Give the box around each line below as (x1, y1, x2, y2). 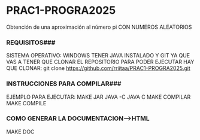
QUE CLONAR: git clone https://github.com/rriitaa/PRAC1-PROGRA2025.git (6, 65, 190, 72)
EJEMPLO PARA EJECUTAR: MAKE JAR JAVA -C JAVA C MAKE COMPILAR (6, 93, 191, 101)
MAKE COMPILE (6, 99, 47, 106)
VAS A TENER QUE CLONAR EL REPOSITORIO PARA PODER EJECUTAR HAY (6, 58, 195, 66)
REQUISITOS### (6, 38, 56, 47)
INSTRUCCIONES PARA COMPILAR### (6, 80, 122, 88)
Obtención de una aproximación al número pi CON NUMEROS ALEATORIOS (6, 23, 192, 31)
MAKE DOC (6, 128, 35, 135)
